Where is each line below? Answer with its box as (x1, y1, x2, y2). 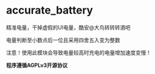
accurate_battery (6, 4, 93, 17)
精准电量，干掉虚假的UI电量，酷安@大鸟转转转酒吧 (6, 24, 131, 31)
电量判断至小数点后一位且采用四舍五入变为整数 (6, 36, 120, 43)
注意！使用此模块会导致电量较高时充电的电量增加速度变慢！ (6, 49, 151, 56)
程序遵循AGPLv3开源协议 (6, 62, 68, 69)
